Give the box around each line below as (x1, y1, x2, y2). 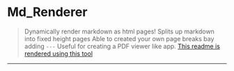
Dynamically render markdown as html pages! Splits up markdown (24, 27, 214, 35)
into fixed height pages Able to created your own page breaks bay (24, 34, 214, 42)
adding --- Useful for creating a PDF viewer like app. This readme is (24, 42, 221, 50)
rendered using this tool (24, 49, 93, 58)
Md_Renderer (7, 4, 88, 20)
